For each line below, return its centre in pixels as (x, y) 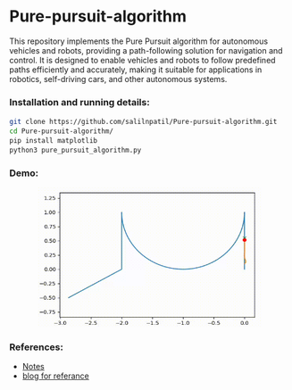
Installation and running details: (79, 102)
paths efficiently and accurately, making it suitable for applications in (136, 70)
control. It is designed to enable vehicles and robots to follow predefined (142, 60)
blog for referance (55, 376)
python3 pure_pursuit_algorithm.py (75, 150)
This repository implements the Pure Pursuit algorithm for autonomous (139, 41)
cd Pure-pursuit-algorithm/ (62, 131)
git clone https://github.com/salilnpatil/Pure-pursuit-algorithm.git (143, 122)
